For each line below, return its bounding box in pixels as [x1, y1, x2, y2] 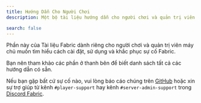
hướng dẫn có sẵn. [6, 66, 53, 73]
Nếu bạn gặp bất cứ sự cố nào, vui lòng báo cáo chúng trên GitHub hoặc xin [6, 77, 196, 84]
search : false [6, 25, 42, 31]
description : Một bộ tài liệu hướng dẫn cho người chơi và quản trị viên [6, 14, 196, 20]
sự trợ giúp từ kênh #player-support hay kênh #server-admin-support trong [6, 84, 192, 91]
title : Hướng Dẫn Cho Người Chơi [6, 8, 90, 15]
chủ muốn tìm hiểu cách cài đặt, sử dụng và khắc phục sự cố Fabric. [6, 48, 176, 55]
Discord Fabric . [6, 90, 45, 98]
